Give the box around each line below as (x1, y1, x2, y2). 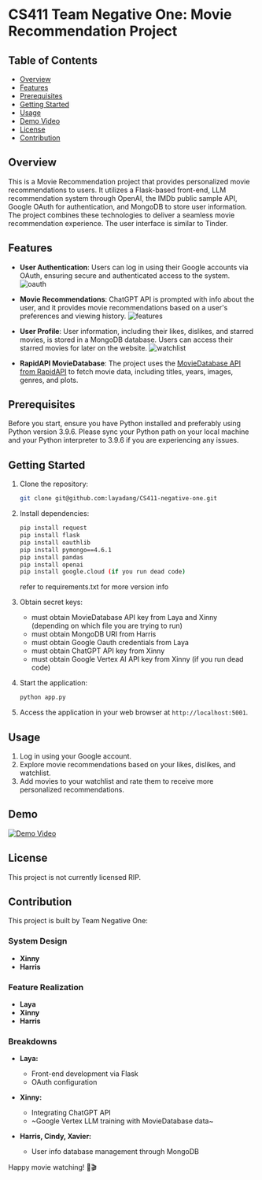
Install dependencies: (19, 509, 90, 518)
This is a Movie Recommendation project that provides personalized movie (8, 176, 250, 186)
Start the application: (19, 678, 88, 688)
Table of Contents (8, 54, 98, 67)
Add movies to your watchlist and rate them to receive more (19, 776, 214, 785)
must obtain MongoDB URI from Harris (31, 629, 157, 639)
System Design (8, 936, 68, 947)
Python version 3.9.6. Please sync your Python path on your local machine (8, 427, 249, 436)
